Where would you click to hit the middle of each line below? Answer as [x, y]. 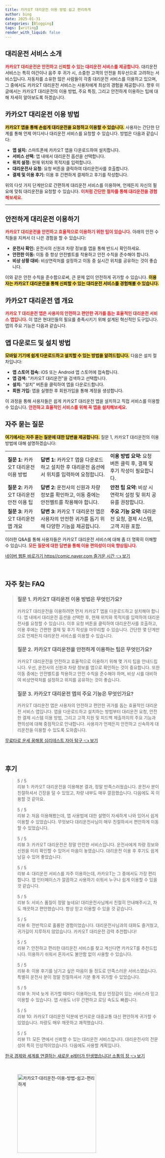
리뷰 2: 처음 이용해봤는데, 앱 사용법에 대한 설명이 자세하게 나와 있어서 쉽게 [88, 816]
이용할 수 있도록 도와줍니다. [60, 730]
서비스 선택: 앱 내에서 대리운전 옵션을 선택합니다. [59, 156]
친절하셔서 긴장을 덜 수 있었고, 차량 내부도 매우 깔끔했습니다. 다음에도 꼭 [86, 793]
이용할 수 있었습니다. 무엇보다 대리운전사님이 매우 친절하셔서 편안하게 [83, 821]
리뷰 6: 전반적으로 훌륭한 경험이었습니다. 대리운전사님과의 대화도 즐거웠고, [88, 925]
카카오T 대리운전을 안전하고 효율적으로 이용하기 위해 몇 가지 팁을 [79, 661]
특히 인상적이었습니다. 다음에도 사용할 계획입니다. [74, 1045]
